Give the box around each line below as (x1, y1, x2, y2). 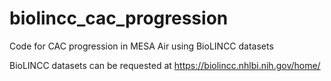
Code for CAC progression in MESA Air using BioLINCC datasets (9, 40, 274, 52)
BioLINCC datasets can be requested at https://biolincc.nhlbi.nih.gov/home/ (9, 59, 321, 71)
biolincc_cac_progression (9, 7, 229, 30)
